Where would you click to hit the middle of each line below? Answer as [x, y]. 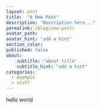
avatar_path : [22, 34]
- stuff [21, 83]
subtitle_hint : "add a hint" [52, 66]
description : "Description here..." [51, 22]
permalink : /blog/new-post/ [41, 28]
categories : [21, 72]
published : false [27, 50]
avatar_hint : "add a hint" [39, 39]
